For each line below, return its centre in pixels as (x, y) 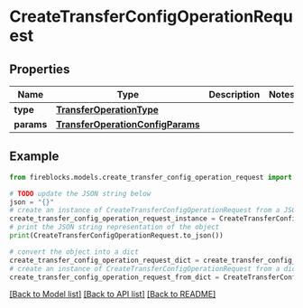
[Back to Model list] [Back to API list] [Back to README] (113, 294)
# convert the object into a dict (74, 252)
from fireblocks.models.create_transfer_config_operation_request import (151, 177)
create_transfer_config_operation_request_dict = (105, 260)
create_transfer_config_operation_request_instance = (113, 219)
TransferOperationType (107, 110)
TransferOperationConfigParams (128, 124)
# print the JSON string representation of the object (115, 228)
